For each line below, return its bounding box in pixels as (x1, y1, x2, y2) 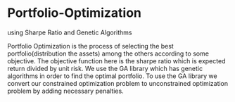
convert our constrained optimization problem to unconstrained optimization (7, 79, 229, 87)
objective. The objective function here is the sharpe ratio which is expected (7, 56, 226, 65)
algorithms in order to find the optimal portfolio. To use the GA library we (7, 72, 217, 80)
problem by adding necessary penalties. (7, 87, 125, 95)
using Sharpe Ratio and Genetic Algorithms (7, 28, 132, 37)
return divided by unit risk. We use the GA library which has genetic (7, 64, 203, 72)
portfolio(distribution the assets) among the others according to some (7, 49, 210, 58)
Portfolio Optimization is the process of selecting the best (7, 42, 174, 50)
